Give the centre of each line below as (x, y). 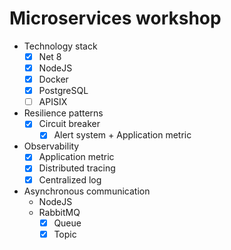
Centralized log (70, 179)
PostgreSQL (63, 91)
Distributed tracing (77, 168)
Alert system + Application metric (122, 135)
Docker (53, 79)
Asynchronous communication (87, 191)
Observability (51, 146)
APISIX (53, 102)
